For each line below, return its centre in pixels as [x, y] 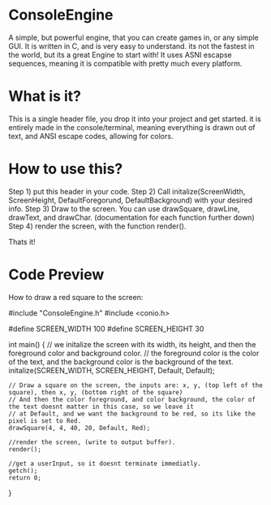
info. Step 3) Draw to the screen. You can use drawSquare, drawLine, [124, 208]
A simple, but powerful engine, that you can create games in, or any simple [134, 37]
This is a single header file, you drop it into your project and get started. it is [135, 119]
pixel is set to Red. [45, 420]
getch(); [23, 470]
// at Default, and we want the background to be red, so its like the [132, 414]
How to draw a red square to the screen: [76, 297]
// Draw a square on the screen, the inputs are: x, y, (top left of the [136, 385]
